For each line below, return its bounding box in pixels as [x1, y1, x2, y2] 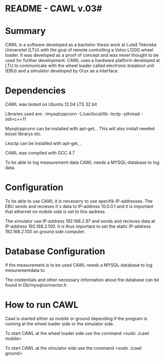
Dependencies [5, 85, 66, 96]
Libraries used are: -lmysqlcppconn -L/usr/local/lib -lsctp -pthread [5, 111, 140, 117]
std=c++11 [5, 116, 26, 122]
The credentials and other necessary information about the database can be [5, 276, 160, 283]
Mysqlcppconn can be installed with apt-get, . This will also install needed [5, 126, 155, 132]
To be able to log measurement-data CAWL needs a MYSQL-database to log [5, 159, 160, 165]
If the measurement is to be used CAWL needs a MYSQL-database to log [5, 262, 153, 268]
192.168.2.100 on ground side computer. [5, 229, 85, 234]
